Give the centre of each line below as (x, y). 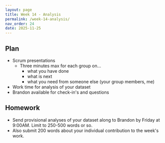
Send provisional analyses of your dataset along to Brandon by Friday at (86, 120)
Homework (23, 108)
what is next (40, 76)
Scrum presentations (34, 60)
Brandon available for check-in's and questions (61, 92)
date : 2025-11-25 (23, 28)
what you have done (48, 71)
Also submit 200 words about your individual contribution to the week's (85, 131)
